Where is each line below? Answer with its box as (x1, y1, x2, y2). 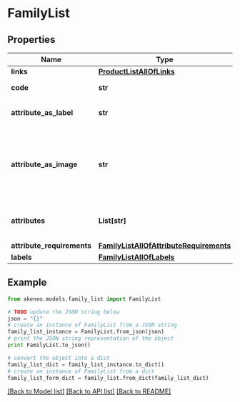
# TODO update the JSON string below (7, 308, 120, 316)
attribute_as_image (11, 159, 78, 169)
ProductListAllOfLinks (98, 66, 175, 76)
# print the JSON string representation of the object (7, 335, 174, 342)
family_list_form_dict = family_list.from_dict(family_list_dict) (7, 374, 209, 381)
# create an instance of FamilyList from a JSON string (7, 321, 177, 329)
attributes (11, 216, 45, 226)
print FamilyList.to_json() (7, 341, 91, 349)
